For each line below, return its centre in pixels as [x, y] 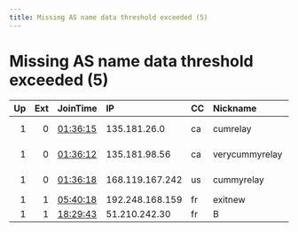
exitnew [229, 199]
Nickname [235, 108]
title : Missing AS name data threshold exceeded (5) [109, 17]
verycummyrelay [247, 154]
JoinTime [77, 108]
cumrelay [232, 128]
